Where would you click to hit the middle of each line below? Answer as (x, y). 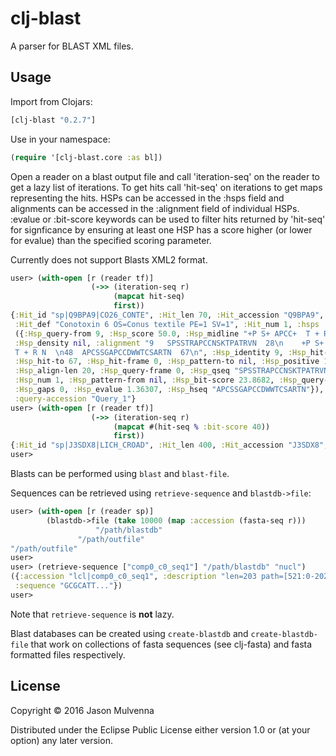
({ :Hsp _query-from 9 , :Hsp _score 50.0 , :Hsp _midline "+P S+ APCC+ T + (167, 333)
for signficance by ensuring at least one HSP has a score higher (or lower (161, 229)
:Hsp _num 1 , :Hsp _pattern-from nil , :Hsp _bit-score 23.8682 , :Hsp (156, 380)
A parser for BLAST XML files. (72, 46)
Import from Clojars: (51, 101)
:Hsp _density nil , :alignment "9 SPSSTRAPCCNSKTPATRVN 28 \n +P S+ (169, 343)
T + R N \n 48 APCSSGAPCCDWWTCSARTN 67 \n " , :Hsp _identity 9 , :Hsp (160, 352)
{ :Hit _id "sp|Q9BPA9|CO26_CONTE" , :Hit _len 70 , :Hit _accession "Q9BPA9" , (167, 315)
